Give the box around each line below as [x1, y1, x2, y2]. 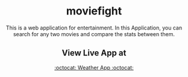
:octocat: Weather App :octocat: [54, 64, 134, 71]
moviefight [66, 4, 122, 18]
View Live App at [61, 48, 127, 58]
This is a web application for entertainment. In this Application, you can [5, 24, 183, 31]
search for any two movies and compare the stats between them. [13, 30, 175, 37]
